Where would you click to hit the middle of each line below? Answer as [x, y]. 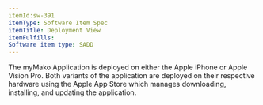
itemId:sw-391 [32, 15]
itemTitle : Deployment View [55, 30]
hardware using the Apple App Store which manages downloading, [117, 84]
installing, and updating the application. [72, 92]
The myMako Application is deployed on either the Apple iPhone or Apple [128, 67]
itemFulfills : [32, 37]
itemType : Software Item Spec [58, 23]
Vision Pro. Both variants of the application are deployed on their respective [131, 76]
